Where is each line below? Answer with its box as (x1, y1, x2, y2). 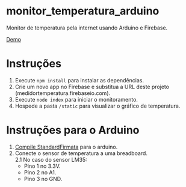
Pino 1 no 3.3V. (23, 162, 61, 170)
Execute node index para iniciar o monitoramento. (14, 96, 138, 103)
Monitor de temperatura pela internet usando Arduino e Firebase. (6, 24, 168, 31)
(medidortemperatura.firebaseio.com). (14, 89, 111, 97)
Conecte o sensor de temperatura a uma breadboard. (14, 149, 147, 157)
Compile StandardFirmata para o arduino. (14, 143, 118, 150)
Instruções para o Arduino (6, 123, 140, 137)
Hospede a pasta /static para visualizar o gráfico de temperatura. (14, 102, 181, 109)
